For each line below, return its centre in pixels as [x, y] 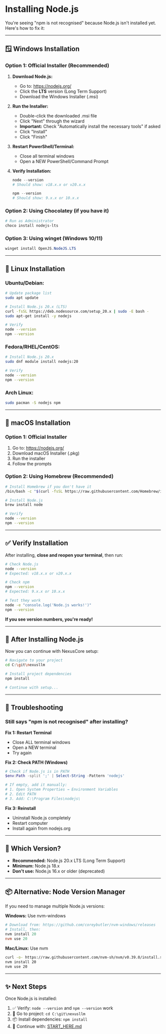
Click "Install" [33, 131]
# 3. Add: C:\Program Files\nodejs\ [43, 799]
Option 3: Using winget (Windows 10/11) [54, 238]
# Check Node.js [22, 564]
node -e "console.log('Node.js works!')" [48, 605]
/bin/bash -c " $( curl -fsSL [34, 491]
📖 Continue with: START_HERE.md [47, 1027]
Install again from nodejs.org [41, 828]
